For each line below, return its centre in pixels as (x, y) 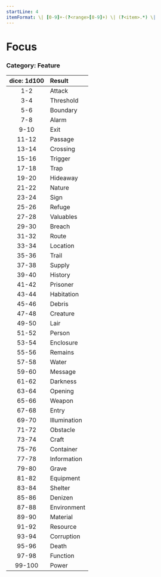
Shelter (60, 488)
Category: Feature (33, 65)
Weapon (61, 401)
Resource (63, 526)
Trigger (60, 159)
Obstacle (63, 430)
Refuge (60, 207)
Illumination (66, 420)
